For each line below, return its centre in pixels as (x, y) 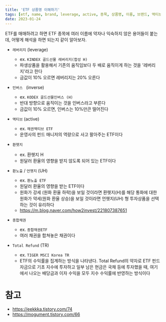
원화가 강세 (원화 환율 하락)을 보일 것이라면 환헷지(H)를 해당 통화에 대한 (88, 192)
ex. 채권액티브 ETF (36, 129)
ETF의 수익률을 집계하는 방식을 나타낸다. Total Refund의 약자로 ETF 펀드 (90, 261)
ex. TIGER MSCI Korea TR (44, 255)
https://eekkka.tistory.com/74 (42, 309)
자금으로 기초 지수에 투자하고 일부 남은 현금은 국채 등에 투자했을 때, (84, 267)
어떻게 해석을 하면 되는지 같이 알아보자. (49, 40)
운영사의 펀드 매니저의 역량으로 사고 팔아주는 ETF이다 (71, 135)
